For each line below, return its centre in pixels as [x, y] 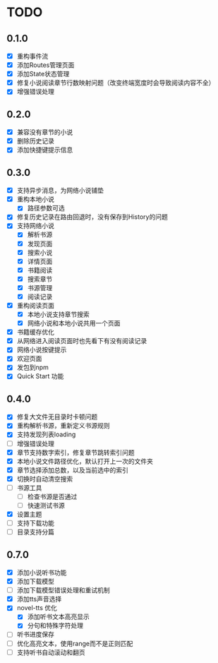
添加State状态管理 [43, 74]
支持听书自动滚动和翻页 [51, 652]
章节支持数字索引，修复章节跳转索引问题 [75, 452]
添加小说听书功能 [42, 572]
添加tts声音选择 [39, 599]
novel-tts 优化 [37, 608]
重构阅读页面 [35, 305]
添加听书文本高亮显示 [58, 617]
